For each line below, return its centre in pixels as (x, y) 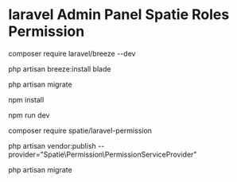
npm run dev (29, 115)
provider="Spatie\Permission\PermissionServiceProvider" (103, 154)
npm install (26, 99)
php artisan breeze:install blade (60, 68)
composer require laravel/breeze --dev (72, 53)
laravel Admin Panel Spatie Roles (119, 15)
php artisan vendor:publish (52, 145)
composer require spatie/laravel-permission (80, 130)
